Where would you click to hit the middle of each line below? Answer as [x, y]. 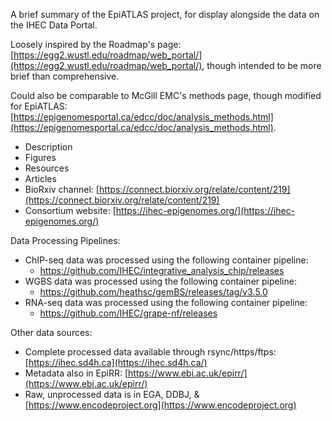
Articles [40, 178]
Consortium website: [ [70, 210]
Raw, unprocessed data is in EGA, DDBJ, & [112, 394]
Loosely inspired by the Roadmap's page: [96, 44]
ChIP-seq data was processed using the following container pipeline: [166, 260]
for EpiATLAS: [39, 106]
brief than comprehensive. [65, 76]
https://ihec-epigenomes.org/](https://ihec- [205, 210]
